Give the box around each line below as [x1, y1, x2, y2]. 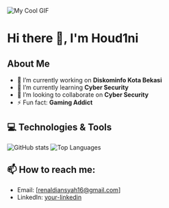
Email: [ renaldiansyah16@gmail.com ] [16, 185, 121, 194]
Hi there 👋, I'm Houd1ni [7, 31, 139, 46]
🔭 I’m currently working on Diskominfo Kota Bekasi [16, 76, 162, 84]
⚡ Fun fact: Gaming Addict [16, 98, 93, 106]
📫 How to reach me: [7, 164, 96, 176]
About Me [7, 58, 50, 69]
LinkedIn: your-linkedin [16, 193, 82, 201]
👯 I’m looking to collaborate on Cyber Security [16, 91, 149, 99]
